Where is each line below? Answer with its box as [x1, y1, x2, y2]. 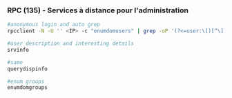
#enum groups [7, 78, 45, 85]
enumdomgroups [7, 84, 48, 91]
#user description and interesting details [7, 40, 135, 47]
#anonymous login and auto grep [7, 21, 100, 28]
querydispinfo [7, 65, 48, 72]
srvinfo [7, 46, 30, 53]
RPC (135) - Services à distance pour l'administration [7, 6, 188, 15]
